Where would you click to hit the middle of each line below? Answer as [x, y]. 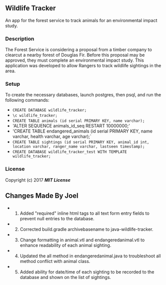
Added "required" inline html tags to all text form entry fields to [85, 213]
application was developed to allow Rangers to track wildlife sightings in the [83, 66]
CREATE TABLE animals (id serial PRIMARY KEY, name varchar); [78, 121]
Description [20, 39]
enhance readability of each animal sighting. [65, 245]
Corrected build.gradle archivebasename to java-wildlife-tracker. [86, 229]
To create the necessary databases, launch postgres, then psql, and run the [83, 95]
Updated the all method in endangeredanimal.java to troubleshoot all [90, 256]
